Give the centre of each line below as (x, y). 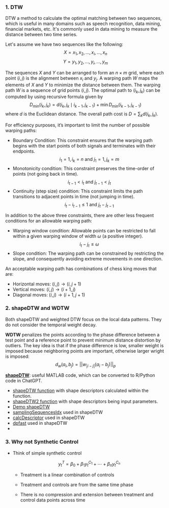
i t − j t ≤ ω (89, 245)
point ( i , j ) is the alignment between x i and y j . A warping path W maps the (82, 79)
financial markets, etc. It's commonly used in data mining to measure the (81, 29)
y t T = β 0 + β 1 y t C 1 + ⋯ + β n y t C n (89, 464)
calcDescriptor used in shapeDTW (49, 418)
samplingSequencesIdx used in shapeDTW (58, 413)
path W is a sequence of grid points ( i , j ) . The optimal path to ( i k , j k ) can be (83, 91)
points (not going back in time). (45, 174)
